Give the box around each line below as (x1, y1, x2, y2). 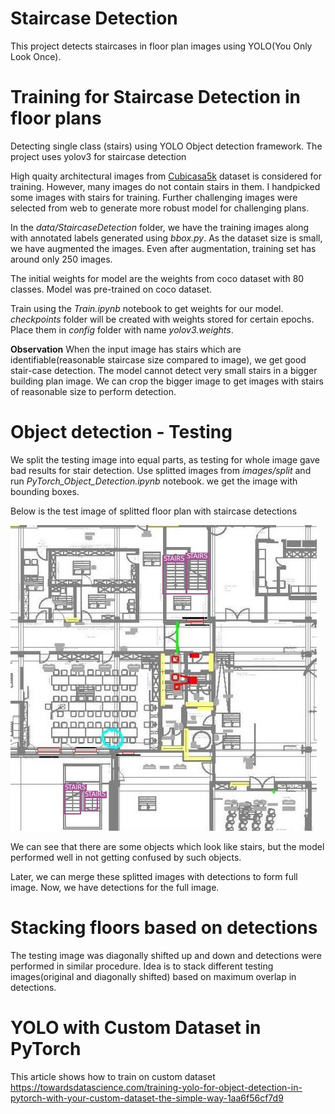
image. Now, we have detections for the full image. (10, 881, 220, 893)
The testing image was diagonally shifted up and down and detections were (10, 949, 322, 961)
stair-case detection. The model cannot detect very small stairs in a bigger (10, 364, 318, 376)
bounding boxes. (10, 485, 80, 497)
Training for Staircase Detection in (10, 86, 301, 109)
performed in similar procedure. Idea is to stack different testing (10, 960, 274, 972)
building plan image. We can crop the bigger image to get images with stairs (10, 375, 324, 387)
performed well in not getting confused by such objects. (10, 851, 242, 863)
